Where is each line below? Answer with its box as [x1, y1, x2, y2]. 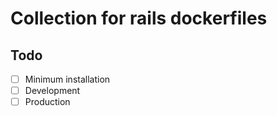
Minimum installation [24, 73, 111, 85]
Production [24, 96, 71, 108]
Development [24, 85, 81, 97]
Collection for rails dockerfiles [10, 7, 268, 30]
